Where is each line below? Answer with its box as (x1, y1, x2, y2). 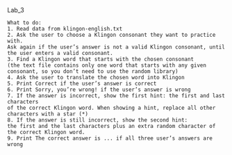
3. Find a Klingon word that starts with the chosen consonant (7, 56, 194, 63)
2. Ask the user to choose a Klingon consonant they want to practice (7, 31, 216, 38)
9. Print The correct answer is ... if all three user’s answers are (7, 135, 213, 142)
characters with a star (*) (7, 111, 89, 117)
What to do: (7, 19, 42, 26)
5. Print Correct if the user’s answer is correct (7, 80, 157, 87)
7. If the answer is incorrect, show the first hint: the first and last (7, 92, 226, 99)
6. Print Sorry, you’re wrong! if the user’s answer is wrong (7, 86, 191, 93)
